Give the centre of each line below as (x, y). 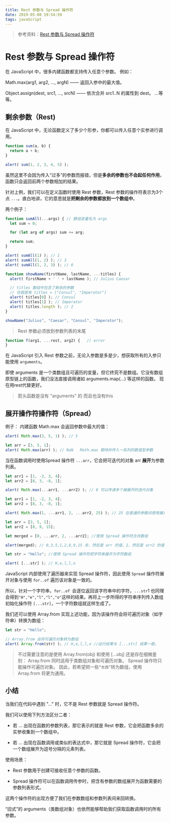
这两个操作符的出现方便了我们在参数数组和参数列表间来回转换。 (72, 798)
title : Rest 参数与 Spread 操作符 (39, 10)
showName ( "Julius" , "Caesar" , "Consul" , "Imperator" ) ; (64, 320)
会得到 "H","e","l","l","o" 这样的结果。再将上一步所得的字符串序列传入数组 (84, 597)
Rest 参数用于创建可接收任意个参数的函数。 (58, 770)
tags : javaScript (24, 19)
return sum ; (23, 242)
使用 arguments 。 (27, 362)
